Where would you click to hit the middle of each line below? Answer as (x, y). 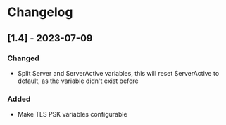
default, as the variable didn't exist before (78, 81)
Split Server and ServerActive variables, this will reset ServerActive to (118, 73)
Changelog (40, 12)
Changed (24, 58)
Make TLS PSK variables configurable (73, 114)
